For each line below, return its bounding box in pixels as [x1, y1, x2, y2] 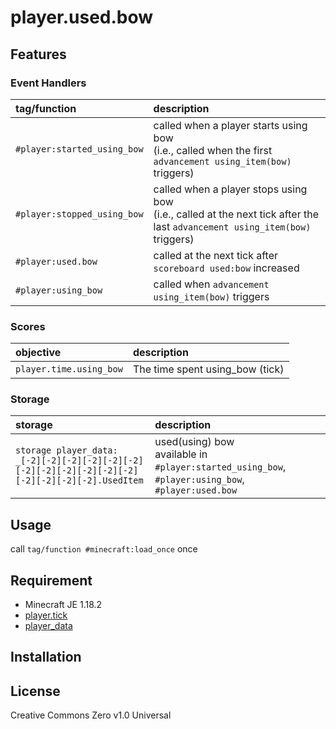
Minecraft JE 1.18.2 [24, 599, 103, 611]
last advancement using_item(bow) [153, 219, 312, 233]
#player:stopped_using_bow [15, 208, 144, 220]
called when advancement [153, 277, 270, 291]
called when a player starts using [153, 118, 308, 132]
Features [10, 46, 67, 63]
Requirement [10, 572, 93, 589]
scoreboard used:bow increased [153, 261, 300, 275]
